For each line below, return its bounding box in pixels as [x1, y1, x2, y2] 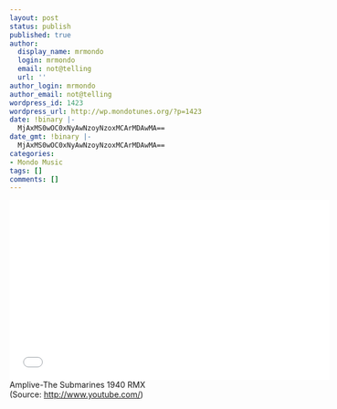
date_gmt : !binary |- [9, 132, 92, 142]
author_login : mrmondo [9, 81, 96, 90]
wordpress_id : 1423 [9, 98, 84, 108]
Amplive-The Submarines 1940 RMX [9, 380, 146, 391]
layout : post [9, 13, 59, 23]
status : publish [9, 22, 71, 31]
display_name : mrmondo [17, 47, 104, 57]
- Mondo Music [9, 157, 64, 167]
